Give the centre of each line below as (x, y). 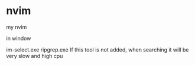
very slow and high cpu (35, 56)
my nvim (17, 27)
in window (19, 38)
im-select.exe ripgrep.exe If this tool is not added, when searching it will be (97, 49)
